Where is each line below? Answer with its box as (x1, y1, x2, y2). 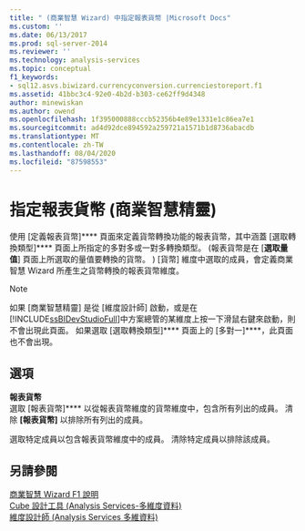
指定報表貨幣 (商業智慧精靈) (9, 199, 217, 220)
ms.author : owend (9, 107, 76, 116)
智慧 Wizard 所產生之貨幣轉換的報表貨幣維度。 (9, 265, 185, 276)
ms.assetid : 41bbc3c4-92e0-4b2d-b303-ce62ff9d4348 (9, 89, 206, 98)
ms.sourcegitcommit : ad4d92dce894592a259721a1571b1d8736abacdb (9, 124, 255, 133)
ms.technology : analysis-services (9, 56, 141, 65)
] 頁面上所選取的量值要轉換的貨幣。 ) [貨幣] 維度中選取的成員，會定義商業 (17, 254, 294, 265)
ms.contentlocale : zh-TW (9, 140, 104, 149)
